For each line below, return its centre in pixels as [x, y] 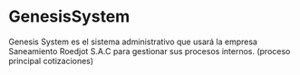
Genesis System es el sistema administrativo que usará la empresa [133, 42]
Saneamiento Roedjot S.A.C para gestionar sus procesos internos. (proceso [150, 51]
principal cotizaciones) [51, 61]
